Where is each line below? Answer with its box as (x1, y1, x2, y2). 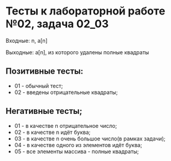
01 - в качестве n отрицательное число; (14, 122, 117, 129)
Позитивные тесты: (5, 66, 84, 77)
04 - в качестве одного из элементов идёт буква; (14, 141, 143, 148)
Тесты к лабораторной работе (5, 4, 166, 18)
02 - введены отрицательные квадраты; (14, 89, 118, 96)
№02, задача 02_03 (5, 17, 109, 31)
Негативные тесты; (5, 106, 82, 116)
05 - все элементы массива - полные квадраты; (14, 148, 139, 155)
